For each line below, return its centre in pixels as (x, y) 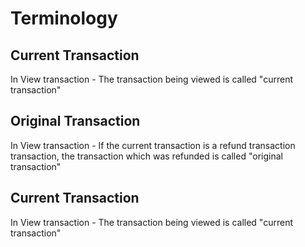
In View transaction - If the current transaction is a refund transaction (153, 145)
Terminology (64, 18)
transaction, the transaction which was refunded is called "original (146, 156)
